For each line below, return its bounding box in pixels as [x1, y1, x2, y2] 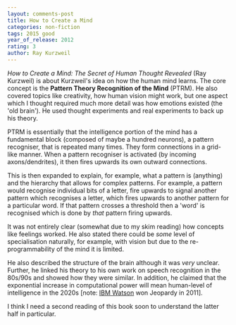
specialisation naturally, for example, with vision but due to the [7, 237, 189, 245]
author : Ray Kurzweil [7, 50, 71, 57]
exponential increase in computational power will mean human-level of [7, 281, 213, 289]
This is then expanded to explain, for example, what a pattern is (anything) [7, 171, 223, 180]
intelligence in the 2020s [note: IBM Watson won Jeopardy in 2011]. [7, 288, 203, 297]
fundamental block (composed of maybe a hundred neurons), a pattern [7, 135, 214, 143]
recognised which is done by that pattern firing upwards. [7, 209, 173, 217]
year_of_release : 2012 [7, 37, 74, 44]
